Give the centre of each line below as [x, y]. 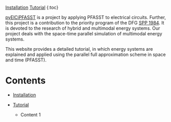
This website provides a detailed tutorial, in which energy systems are [79, 49]
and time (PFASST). [26, 60]
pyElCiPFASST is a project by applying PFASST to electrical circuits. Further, [85, 17]
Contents [26, 81]
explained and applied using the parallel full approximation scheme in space [85, 54]
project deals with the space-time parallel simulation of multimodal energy [84, 34]
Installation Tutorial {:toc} [32, 7]
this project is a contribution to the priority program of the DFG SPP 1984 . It [85, 23]
